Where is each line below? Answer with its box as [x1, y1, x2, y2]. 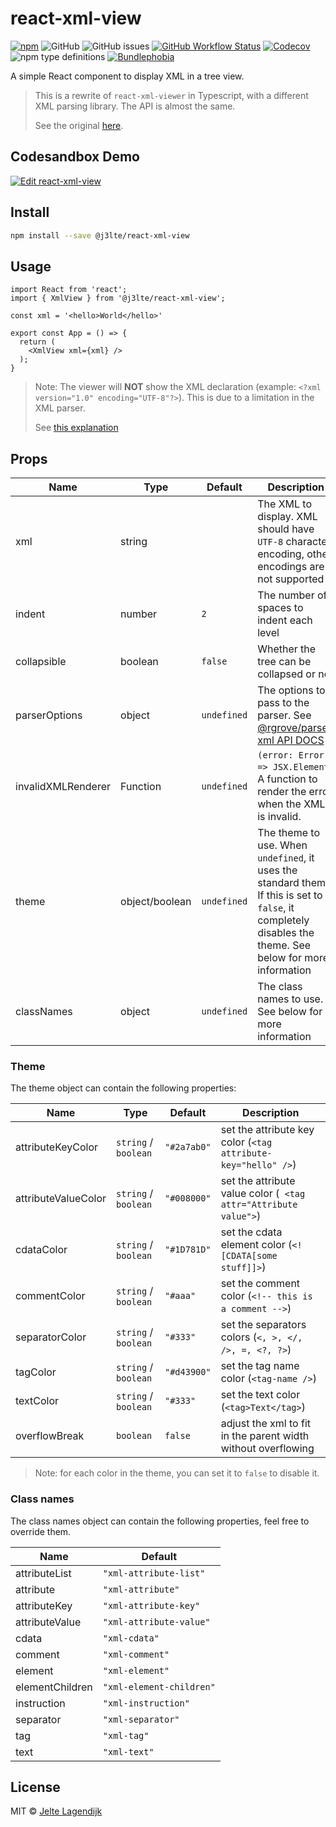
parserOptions [15, 708, 83, 722]
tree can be [257, 655, 312, 669]
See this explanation [34, 422, 119, 434]
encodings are [257, 560, 325, 574]
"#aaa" [164, 1290, 197, 1302]
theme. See [257, 938, 312, 952]
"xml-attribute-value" [102, 1616, 211, 1627]
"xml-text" [102, 1746, 155, 1757]
